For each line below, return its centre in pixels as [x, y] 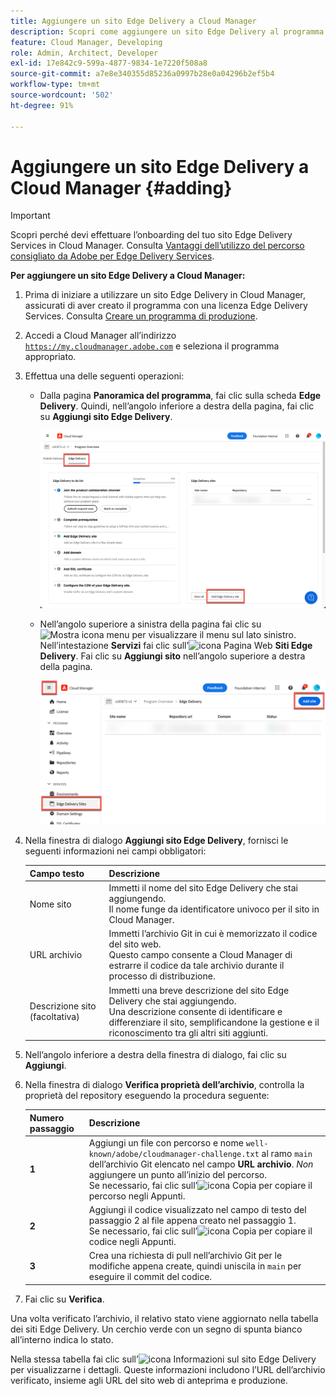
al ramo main [287, 1153]
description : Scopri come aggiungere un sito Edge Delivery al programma [167, 31]
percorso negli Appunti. [137, 1196]
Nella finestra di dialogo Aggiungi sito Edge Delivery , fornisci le [156, 841]
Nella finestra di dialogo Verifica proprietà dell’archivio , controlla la [164, 1085]
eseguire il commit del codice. [150, 1277]
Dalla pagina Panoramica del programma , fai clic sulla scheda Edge [180, 396]
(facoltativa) [54, 1017]
